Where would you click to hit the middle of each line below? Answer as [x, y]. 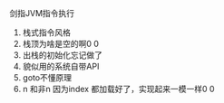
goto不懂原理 [47, 78]
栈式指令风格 [46, 33]
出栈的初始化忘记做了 [62, 55]
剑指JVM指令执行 [42, 13]
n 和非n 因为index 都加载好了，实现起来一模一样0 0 [118, 89]
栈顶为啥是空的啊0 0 [61, 44]
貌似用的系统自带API [61, 66]
